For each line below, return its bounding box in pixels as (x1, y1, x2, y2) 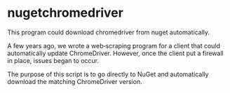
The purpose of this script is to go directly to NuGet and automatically (7, 70, 209, 78)
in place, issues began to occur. (7, 56, 100, 64)
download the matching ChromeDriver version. (7, 77, 142, 85)
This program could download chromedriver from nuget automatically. (7, 28, 210, 36)
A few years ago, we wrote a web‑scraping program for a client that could (7, 41, 221, 50)
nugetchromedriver (7, 5, 124, 21)
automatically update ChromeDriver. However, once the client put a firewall (7, 49, 224, 57)
